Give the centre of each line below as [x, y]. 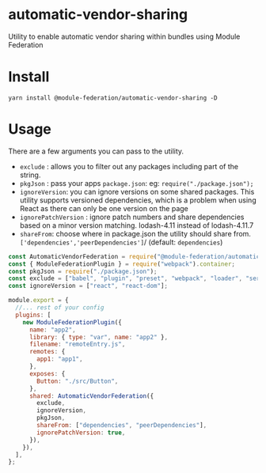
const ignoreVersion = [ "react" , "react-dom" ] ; [88, 286]
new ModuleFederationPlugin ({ [72, 322]
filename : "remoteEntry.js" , [77, 344]
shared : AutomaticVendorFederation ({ [91, 396]
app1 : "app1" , [60, 359]
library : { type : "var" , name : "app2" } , [99, 337]
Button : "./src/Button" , [78, 381]
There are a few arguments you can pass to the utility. [96, 151]
